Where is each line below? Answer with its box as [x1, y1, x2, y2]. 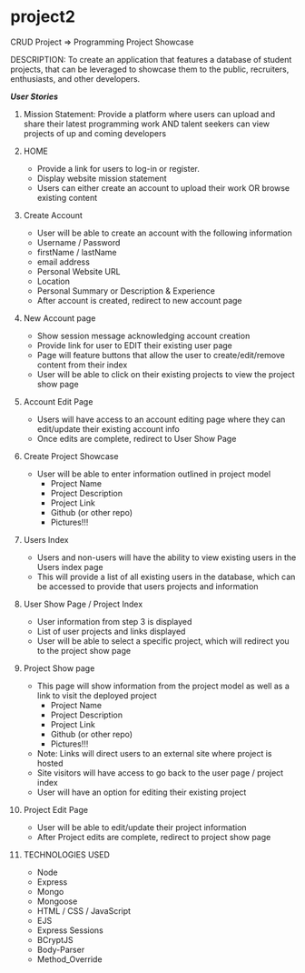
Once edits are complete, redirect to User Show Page [36, 433, 237, 444]
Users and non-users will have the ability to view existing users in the [36, 552, 297, 563]
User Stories [10, 91, 58, 102]
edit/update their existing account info [36, 423, 180, 434]
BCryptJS [36, 934, 74, 945]
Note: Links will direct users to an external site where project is [36, 747, 272, 758]
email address [36, 256, 90, 267]
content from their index [36, 359, 128, 370]
